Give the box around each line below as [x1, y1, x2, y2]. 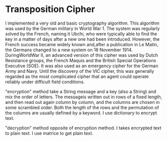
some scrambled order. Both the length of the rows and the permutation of [5, 104, 159, 110]
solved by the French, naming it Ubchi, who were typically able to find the [5, 31, 157, 37]
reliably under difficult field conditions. [5, 79, 85, 85]
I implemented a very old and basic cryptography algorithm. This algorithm [5, 20, 159, 26]
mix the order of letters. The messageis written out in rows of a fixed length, [5, 94, 162, 100]
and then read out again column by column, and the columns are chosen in [5, 99, 160, 105]
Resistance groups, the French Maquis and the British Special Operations [5, 57, 156, 63]
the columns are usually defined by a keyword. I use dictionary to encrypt [5, 109, 157, 116]
